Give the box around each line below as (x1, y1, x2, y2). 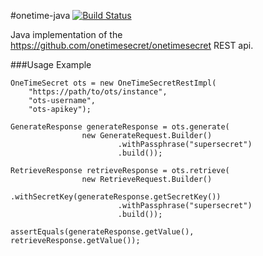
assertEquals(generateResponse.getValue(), (10, 227, 195, 237)
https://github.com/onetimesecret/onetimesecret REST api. (10, 40, 254, 51)
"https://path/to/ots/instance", (28, 87, 168, 97)
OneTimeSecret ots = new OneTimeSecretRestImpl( (10, 78, 217, 88)
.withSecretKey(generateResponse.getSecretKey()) (10, 192, 222, 202)
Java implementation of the (10, 29, 123, 40)
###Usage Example (10, 59, 92, 70)
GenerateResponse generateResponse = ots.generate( (10, 122, 230, 132)
